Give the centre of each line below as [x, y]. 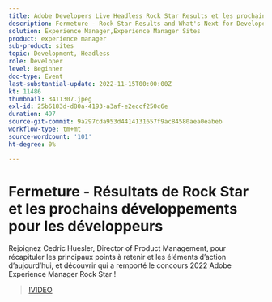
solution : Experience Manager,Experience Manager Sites [104, 31]
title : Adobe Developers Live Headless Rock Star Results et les [121, 16]
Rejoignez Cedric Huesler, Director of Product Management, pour [117, 248]
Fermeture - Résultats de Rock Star [129, 191]
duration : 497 [32, 114]
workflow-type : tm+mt [45, 129]
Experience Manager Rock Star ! [62, 274]
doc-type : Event [36, 76]
